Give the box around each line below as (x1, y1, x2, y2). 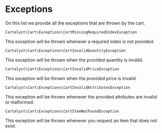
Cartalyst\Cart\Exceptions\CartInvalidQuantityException (5, 48, 126, 53)
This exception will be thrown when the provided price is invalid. (5, 75, 137, 81)
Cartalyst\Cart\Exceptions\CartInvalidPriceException (5, 66, 120, 71)
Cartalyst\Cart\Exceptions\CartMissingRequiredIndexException (5, 29, 137, 34)
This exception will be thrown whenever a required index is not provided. (5, 38, 155, 44)
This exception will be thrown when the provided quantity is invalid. (5, 56, 144, 63)
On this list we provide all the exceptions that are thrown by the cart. (5, 20, 146, 26)
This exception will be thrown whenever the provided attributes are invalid (5, 93, 157, 99)
